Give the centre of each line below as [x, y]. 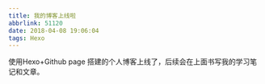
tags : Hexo [27, 38]
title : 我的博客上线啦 [42, 16]
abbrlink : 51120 [36, 23]
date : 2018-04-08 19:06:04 [54, 30]
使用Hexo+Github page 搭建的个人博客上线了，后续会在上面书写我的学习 [129, 62]
